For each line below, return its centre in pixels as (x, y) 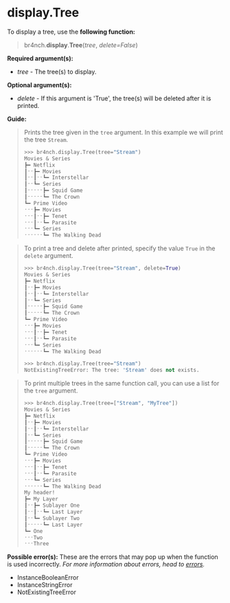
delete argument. (48, 256)
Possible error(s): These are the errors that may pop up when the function (113, 557)
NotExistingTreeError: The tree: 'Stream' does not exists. (112, 370)
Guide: (17, 119)
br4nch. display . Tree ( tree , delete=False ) (81, 45)
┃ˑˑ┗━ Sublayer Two (52, 518)
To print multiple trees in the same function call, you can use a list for (122, 384)
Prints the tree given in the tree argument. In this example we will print (123, 132)
